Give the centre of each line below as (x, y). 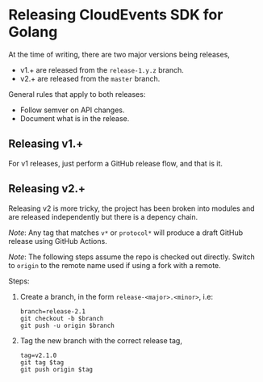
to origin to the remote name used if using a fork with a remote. (115, 265)
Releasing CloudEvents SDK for (116, 15)
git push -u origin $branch (67, 325)
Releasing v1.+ (46, 144)
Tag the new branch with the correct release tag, (101, 340)
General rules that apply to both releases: (77, 94)
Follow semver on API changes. (72, 110)
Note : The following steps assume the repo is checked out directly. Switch (132, 257)
